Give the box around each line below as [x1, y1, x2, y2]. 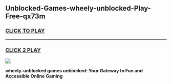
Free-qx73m [5, 12, 46, 21]
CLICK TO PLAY [5, 27, 45, 35]
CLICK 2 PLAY [5, 46, 41, 53]
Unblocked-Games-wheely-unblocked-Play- [5, 4, 151, 13]
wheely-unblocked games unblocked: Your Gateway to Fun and [5, 67, 143, 73]
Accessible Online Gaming [5, 73, 63, 79]
